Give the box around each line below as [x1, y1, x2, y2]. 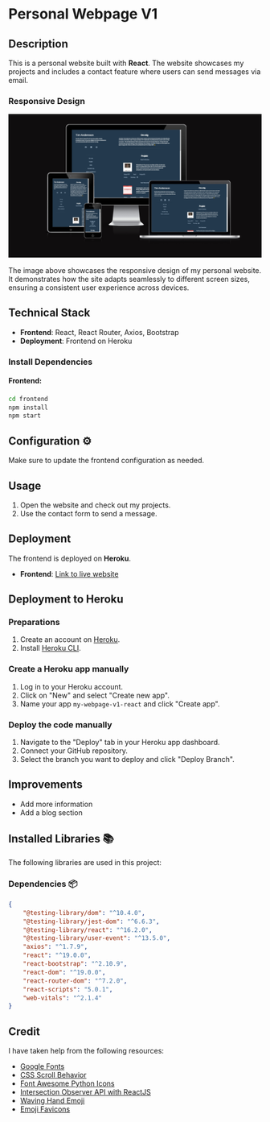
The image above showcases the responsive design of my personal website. [8, 265, 262, 275]
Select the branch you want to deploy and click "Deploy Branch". [19, 755, 235, 764]
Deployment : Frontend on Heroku [19, 336, 133, 346]
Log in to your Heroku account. [19, 681, 123, 691]
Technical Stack [8, 306, 91, 320]
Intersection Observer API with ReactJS [19, 1087, 151, 1097]
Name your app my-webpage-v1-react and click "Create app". [19, 698, 220, 709]
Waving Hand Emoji [19, 1096, 85, 1106]
